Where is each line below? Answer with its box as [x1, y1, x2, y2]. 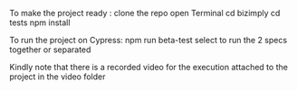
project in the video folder [9, 71, 106, 82]
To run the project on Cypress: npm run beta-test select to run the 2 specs [9, 35, 288, 45]
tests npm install [9, 17, 71, 28]
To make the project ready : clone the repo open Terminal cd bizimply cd [9, 8, 281, 18]
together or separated [9, 44, 91, 55]
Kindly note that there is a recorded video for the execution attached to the [9, 62, 288, 72]
